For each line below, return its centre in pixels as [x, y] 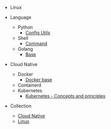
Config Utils [38, 33]
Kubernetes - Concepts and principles [65, 96]
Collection [21, 106]
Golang [25, 49]
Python [25, 27]
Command [36, 44]
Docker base [39, 80]
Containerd [30, 85]
